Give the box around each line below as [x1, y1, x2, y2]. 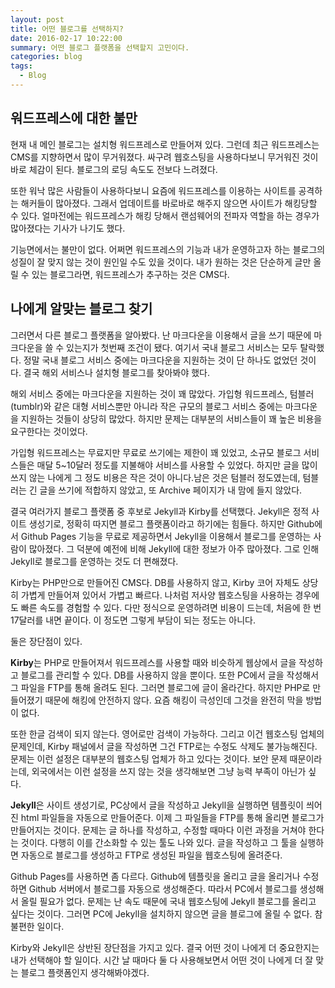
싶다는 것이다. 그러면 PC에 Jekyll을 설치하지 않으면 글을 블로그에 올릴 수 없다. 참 [10, 907, 323, 920]
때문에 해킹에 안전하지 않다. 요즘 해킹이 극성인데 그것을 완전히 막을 [44, 694, 304, 706]
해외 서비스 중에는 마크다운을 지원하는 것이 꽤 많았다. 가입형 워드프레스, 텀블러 [10, 387, 315, 400]
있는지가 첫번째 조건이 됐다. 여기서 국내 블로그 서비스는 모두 [66, 341, 298, 353]
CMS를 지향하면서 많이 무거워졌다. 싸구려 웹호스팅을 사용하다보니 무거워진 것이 [10, 151, 319, 163]
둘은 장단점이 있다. [10, 635, 83, 647]
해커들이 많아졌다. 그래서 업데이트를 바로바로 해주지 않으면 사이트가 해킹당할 [20, 197, 318, 209]
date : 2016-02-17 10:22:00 [10, 33, 123, 43]
